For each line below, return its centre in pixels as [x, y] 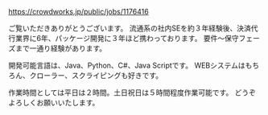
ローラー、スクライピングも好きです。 [99, 75]
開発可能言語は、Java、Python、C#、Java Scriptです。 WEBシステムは [127, 65]
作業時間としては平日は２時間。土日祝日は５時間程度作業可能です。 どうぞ [132, 92]
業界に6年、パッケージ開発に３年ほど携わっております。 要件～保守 [127, 38]
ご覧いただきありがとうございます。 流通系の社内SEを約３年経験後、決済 [130, 28]
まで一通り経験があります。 [61, 48]
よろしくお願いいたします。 [54, 103]
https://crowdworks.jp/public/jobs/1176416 [78, 12]
